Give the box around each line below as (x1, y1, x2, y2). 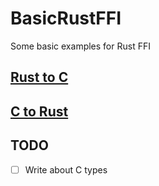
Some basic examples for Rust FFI (10, 40, 151, 52)
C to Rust (10, 103, 69, 120)
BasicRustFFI (10, 7, 122, 30)
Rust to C (10, 69, 69, 86)
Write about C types (24, 163, 108, 176)
